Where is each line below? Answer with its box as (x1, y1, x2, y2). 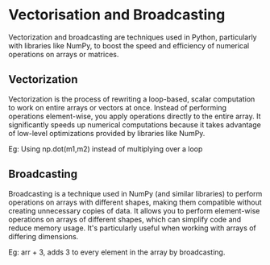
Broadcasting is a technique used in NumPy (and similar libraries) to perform (8, 188, 263, 198)
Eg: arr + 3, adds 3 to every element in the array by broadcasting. (8, 247, 226, 257)
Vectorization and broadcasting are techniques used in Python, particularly (8, 32, 257, 42)
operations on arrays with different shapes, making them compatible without (8, 197, 262, 207)
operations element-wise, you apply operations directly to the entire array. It (8, 111, 261, 121)
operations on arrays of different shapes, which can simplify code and (8, 214, 242, 224)
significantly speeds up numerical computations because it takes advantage (8, 119, 262, 130)
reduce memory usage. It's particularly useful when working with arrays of (8, 223, 256, 233)
